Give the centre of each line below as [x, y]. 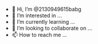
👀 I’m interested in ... [37, 15]
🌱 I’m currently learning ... [43, 22]
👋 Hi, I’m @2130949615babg [47, 9]
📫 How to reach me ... [39, 35]
